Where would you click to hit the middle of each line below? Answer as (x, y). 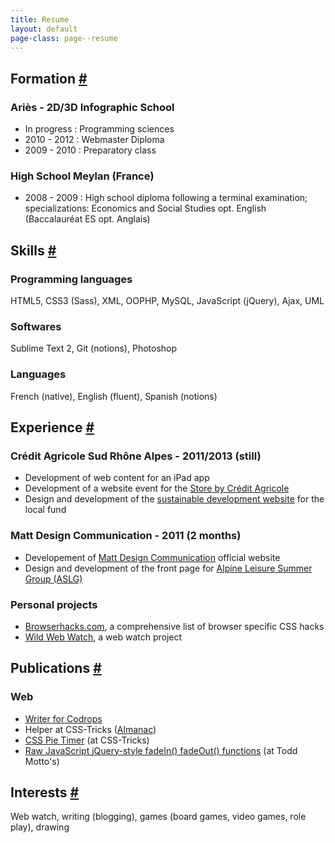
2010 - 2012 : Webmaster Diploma (94, 140)
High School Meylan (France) (82, 176)
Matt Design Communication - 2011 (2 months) (126, 536)
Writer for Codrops (63, 718)
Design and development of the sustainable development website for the (174, 499)
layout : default (44, 29)
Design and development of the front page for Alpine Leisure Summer (168, 568)
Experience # (52, 427)
